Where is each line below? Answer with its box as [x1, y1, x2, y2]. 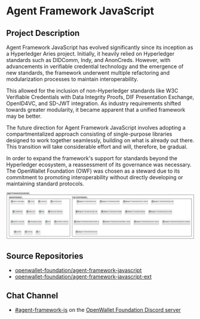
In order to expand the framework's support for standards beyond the [6, 155, 178, 162]
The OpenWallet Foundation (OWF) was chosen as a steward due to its [6, 167, 180, 174]
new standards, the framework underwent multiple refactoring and [6, 69, 170, 76]
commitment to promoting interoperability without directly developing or [6, 174, 183, 180]
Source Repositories [6, 251, 84, 261]
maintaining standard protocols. [6, 180, 85, 187]
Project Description [6, 28, 80, 38]
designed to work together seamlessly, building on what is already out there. [6, 137, 195, 144]
